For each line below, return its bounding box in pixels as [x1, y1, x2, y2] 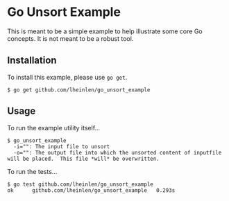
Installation [7, 55, 57, 67]
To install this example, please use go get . [7, 73, 128, 81]
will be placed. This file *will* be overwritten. [7, 155, 160, 162]
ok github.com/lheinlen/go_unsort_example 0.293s [7, 186, 176, 194]
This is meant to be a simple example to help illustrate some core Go [7, 27, 203, 35]
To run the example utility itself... [7, 123, 101, 132]
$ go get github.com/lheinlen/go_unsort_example [7, 86, 151, 94]
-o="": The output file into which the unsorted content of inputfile [13, 149, 222, 156]
